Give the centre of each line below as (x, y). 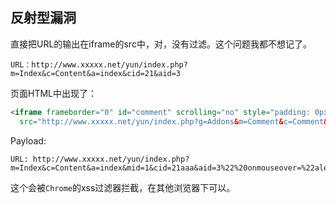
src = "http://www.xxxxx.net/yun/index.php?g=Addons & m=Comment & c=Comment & (174, 121)
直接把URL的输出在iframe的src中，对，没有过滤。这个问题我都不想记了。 (161, 44)
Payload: (28, 140)
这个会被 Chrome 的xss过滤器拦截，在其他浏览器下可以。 (123, 187)
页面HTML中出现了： (54, 93)
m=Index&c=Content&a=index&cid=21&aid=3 (96, 73)
